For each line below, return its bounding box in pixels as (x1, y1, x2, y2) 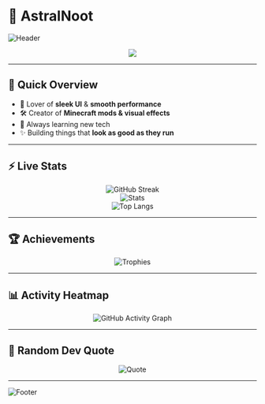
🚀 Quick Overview (8, 78, 99, 92)
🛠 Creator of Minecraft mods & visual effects (19, 108, 170, 118)
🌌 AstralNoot (8, 7, 94, 25)
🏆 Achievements (8, 232, 95, 245)
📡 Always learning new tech (19, 119, 110, 129)
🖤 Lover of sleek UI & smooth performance (19, 99, 162, 109)
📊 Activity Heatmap (8, 288, 109, 302)
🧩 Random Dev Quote (8, 343, 115, 357)
